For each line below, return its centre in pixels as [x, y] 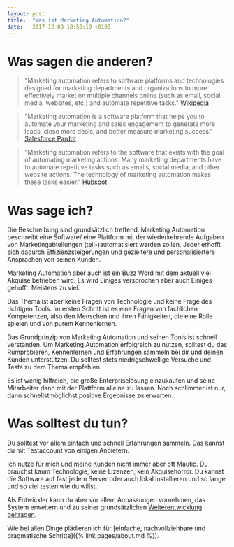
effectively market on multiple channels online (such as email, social [122, 96]
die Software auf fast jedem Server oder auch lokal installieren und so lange [116, 479]
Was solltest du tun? [68, 424]
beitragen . [22, 515]
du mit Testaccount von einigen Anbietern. [68, 450]
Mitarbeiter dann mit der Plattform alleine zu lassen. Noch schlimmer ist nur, [116, 388]
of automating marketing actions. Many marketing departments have [123, 160]
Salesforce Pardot [50, 139]
